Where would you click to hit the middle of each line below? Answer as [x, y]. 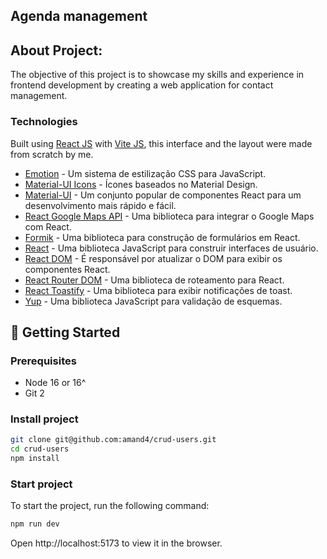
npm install [35, 459]
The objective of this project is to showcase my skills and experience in [157, 75]
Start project [41, 484]
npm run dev [35, 524]
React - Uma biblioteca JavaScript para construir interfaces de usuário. [171, 248]
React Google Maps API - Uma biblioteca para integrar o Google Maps [169, 216]
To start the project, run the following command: [110, 506]
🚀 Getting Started [65, 332]
